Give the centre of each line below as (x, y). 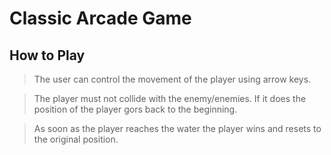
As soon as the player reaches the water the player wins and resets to (177, 128)
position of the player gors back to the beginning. (135, 109)
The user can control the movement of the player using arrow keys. (172, 79)
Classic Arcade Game (100, 18)
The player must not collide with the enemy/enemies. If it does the (170, 98)
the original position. (76, 139)
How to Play (47, 55)
